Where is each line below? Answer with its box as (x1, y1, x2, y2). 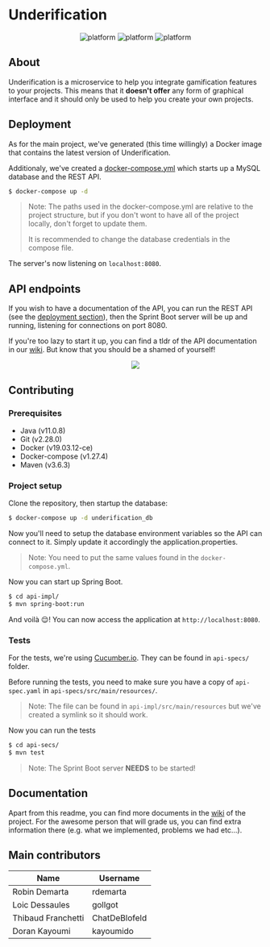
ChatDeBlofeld (91, 912, 147, 924)
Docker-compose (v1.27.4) (19, 451, 109, 461)
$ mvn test (8, 749, 45, 757)
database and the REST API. (8, 172, 102, 181)
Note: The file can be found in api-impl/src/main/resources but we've (27, 701, 262, 711)
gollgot (91, 899, 118, 910)
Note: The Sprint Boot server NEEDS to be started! (27, 763, 196, 773)
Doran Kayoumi (12, 925, 71, 937)
